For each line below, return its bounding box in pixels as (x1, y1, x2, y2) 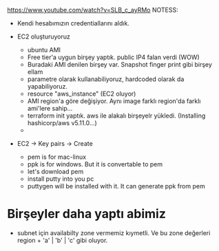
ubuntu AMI (27, 46, 61, 54)
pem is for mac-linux (27, 153, 87, 161)
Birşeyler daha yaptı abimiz (7, 206, 167, 222)
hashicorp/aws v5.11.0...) (27, 119, 98, 127)
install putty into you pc (27, 175, 94, 183)
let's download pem (27, 168, 84, 175)
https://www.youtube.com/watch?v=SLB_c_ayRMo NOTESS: (7, 6, 178, 14)
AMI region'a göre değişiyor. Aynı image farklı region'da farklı (27, 97, 201, 105)
